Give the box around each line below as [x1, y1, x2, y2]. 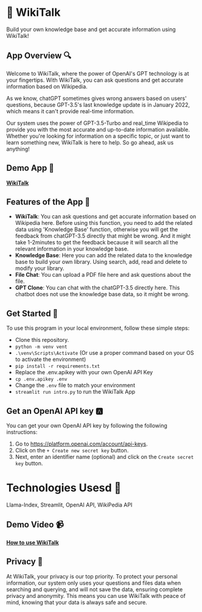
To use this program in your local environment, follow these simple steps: [6, 324, 190, 332]
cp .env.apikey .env [15, 376, 68, 383]
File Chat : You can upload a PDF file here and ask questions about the [15, 271, 192, 279]
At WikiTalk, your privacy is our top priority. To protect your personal [6, 572, 178, 580]
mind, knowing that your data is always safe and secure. [6, 599, 147, 606]
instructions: [6, 429, 38, 435]
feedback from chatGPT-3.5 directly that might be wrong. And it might [15, 232, 191, 240]
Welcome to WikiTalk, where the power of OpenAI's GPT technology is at [6, 69, 190, 77]
